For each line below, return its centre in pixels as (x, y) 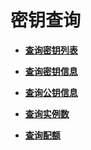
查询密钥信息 (51, 71)
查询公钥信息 (51, 92)
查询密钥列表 (51, 50)
